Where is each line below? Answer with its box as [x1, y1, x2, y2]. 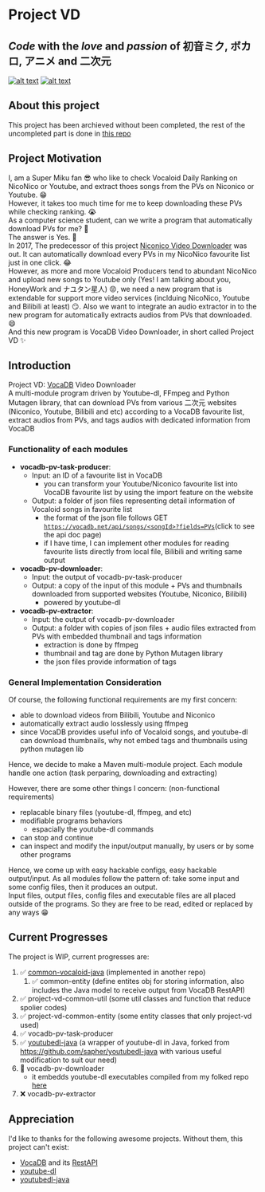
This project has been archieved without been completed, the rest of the [8, 120, 245, 129]
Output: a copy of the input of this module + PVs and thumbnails [31, 580, 243, 590]
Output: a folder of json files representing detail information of [31, 496, 236, 506]
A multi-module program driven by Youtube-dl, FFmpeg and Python [8, 388, 230, 398]
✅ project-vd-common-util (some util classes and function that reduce [19, 993, 251, 1003]
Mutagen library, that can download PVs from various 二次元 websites [8, 398, 237, 407]
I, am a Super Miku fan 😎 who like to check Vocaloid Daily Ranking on [8, 173, 238, 183]
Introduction [8, 359, 72, 372]
